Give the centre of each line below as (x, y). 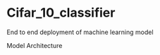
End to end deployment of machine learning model (80, 32)
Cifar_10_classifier (61, 13)
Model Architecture (35, 45)
